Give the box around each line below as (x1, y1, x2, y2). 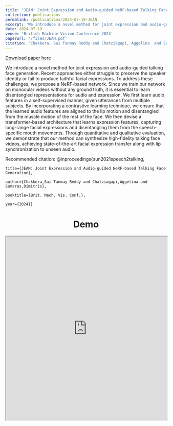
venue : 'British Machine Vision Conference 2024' (5, 31, 114, 36)
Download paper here (5, 55, 51, 61)
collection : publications (5, 12, 60, 17)
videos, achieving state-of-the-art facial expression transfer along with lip (5, 140, 161, 147)
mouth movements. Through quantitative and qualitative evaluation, (23, 130, 165, 136)
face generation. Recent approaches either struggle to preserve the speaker (5, 70, 166, 76)
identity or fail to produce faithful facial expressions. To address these (5, 75, 153, 82)
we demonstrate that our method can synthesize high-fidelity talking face (5, 135, 160, 141)
